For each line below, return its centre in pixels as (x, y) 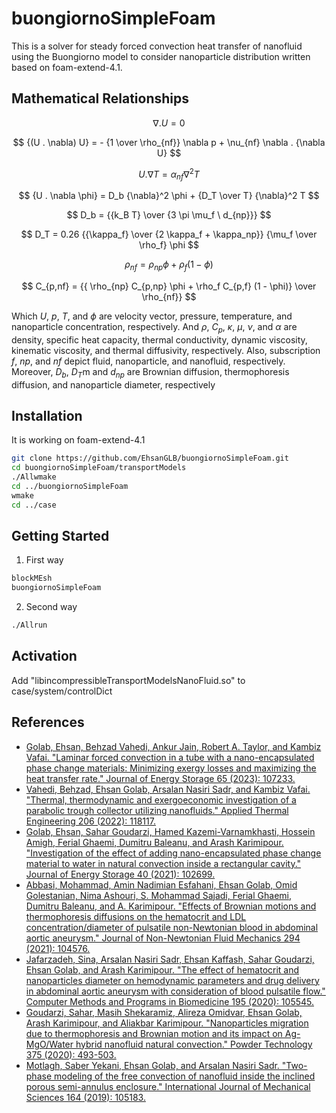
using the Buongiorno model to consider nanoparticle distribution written (161, 56)
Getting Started (60, 536)
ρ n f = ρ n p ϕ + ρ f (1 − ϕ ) (169, 265)
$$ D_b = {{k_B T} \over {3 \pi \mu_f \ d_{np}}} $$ (169, 215)
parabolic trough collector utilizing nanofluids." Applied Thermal (157, 810)
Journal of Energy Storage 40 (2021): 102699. (120, 874)
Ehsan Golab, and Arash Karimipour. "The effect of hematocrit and (162, 969)
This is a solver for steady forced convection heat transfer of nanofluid (157, 46)
